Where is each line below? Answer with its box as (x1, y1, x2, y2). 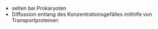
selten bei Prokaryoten (11, 5, 67, 11)
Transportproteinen (11, 17, 59, 23)
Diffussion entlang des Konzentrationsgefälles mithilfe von (11, 11, 152, 18)
